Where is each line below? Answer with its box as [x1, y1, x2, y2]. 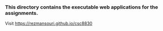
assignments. [5, 10, 38, 16]
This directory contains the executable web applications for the [5, 4, 158, 10]
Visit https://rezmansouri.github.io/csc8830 [5, 21, 92, 26]
